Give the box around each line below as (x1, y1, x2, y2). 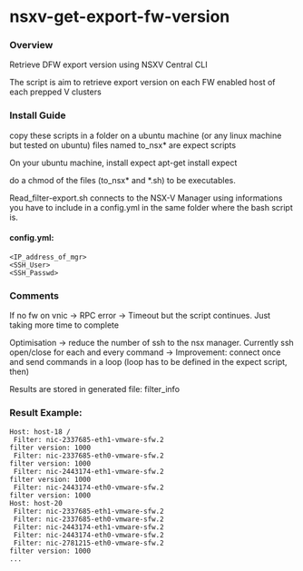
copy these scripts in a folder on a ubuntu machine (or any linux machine (9, 130, 282, 141)
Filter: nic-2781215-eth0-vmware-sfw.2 (13, 538, 165, 547)
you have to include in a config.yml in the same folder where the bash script (9, 202, 293, 212)
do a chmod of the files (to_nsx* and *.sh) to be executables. (9, 174, 236, 185)
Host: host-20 (9, 498, 64, 507)
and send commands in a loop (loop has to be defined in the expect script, (9, 357, 288, 368)
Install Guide (9, 109, 66, 122)
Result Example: (9, 407, 83, 419)
